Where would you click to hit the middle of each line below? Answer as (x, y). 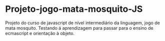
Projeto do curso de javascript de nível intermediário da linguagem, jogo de (82, 23)
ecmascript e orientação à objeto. (40, 33)
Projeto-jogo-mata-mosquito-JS (74, 9)
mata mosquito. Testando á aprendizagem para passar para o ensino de (79, 28)
